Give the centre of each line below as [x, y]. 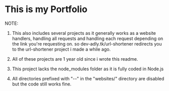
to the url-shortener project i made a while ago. [61, 49]
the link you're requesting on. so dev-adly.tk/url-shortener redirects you [87, 43]
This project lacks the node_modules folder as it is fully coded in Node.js [88, 69]
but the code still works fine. [42, 84]
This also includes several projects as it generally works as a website [84, 33]
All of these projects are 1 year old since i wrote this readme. [75, 59]
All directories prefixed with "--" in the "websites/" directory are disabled [88, 78]
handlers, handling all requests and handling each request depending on [88, 38]
